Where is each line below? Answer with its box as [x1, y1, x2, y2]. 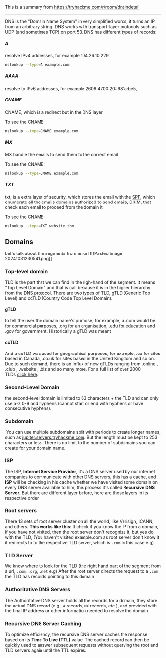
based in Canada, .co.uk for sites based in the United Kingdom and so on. [5, 355, 155, 361]
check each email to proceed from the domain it [5, 204, 103, 210]
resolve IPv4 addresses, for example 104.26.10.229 [5, 52, 109, 58]
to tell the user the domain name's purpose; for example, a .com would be [5, 317, 156, 323]
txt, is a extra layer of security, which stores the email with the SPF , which [5, 194, 155, 200]
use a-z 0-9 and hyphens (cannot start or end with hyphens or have [5, 401, 144, 406]
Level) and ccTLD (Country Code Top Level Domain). [5, 295, 113, 301]
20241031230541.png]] [5, 256, 52, 262]
